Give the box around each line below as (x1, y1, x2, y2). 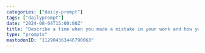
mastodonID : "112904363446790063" (6, 37, 95, 43)
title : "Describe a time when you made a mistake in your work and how (6, 26, 192, 32)
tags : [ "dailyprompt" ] (6, 15, 64, 21)
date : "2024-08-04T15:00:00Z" (6, 20, 84, 26)
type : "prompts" (6, 32, 48, 38)
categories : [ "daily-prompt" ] (6, 9, 84, 15)
